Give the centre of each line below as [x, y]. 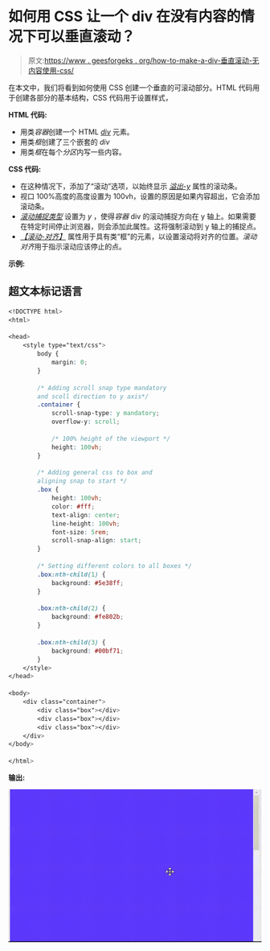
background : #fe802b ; [88, 617]
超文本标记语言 [45, 292]
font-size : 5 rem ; [80, 532]
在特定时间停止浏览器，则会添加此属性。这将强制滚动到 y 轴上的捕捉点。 [140, 226]
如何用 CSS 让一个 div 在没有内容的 [125, 16]
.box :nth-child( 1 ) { [72, 574]
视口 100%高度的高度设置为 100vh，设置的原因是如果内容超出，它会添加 [140, 196]
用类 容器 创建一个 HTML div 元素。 [77, 132]
